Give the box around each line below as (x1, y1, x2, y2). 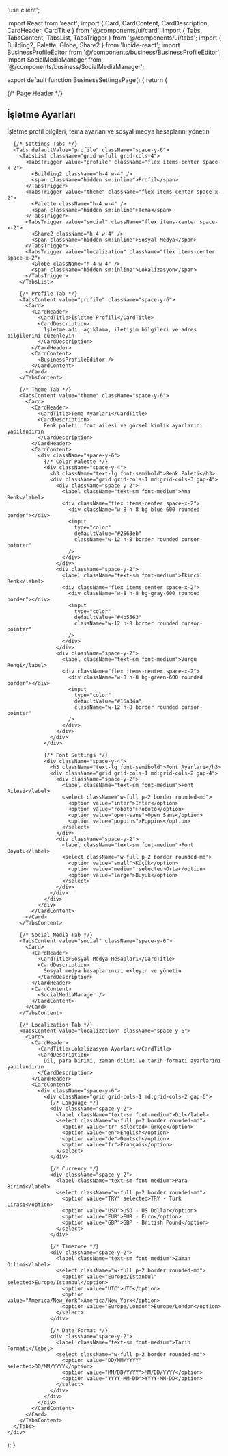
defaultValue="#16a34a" (74, 698, 142, 705)
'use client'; (7, 6, 40, 14)
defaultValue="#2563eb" (74, 530, 142, 537)
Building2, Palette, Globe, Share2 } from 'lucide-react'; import (7, 41, 180, 49)
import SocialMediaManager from (7, 55, 102, 64)
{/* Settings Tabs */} (13, 140, 78, 147)
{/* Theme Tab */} (19, 386, 72, 393)
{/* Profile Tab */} (19, 290, 78, 297)
